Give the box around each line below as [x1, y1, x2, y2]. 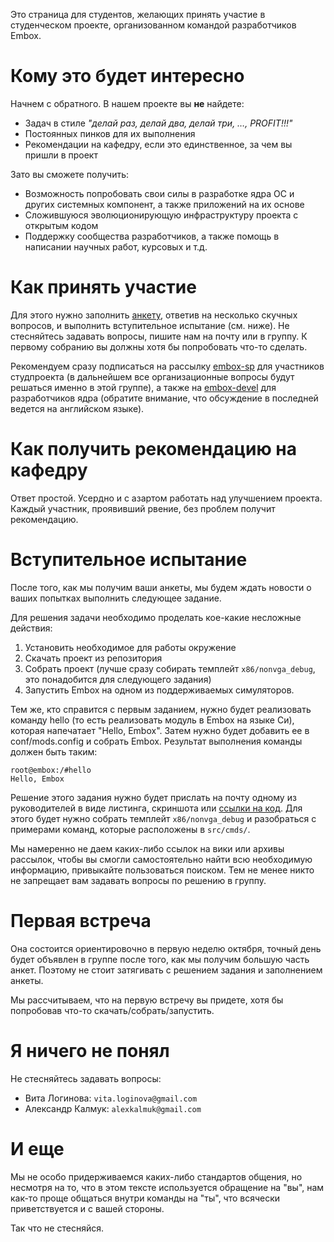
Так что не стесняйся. [10, 1222, 104, 1234]
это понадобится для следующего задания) [24, 673, 212, 685]
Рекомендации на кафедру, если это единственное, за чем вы [24, 138, 293, 150]
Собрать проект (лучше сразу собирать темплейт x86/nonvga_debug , [24, 662, 316, 674]
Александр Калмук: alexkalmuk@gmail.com [24, 1102, 202, 1114]
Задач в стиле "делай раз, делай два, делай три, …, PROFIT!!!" [24, 117, 293, 129]
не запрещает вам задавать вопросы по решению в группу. [10, 874, 267, 886]
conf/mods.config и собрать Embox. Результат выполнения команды [10, 735, 303, 747]
